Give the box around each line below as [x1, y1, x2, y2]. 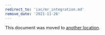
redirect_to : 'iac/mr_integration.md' [5, 7, 84, 12]
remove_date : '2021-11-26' [5, 12, 60, 16]
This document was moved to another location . [5, 24, 101, 30]
